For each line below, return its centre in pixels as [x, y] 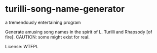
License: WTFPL [22, 46]
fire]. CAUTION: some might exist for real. [47, 37]
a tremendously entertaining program [43, 22]
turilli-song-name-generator [65, 9]
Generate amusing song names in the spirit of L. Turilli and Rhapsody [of [79, 32]
